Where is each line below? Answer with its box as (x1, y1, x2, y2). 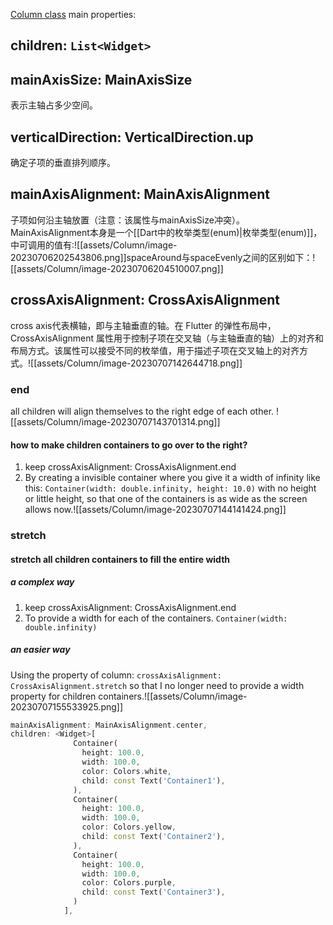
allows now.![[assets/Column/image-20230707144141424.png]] (24, 504, 287, 516)
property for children (10, 690, 97, 702)
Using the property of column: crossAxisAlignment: (10, 669, 222, 681)
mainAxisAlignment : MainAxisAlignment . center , (10, 720, 208, 730)
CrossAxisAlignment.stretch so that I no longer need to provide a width (10, 679, 305, 691)
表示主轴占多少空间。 (10, 99, 98, 111)
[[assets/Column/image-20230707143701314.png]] (10, 415, 221, 428)
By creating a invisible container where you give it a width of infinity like (24, 472, 321, 484)
